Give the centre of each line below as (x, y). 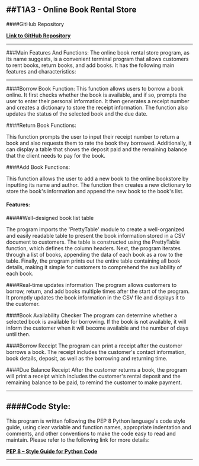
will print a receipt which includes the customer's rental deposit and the (93, 376)
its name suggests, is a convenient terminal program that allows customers (97, 59)
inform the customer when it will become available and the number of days (97, 328)
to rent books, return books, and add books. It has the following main (90, 65)
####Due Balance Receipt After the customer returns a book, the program (97, 370)
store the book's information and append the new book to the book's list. (95, 191)
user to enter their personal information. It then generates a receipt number (98, 101)
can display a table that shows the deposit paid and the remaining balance (97, 149)
